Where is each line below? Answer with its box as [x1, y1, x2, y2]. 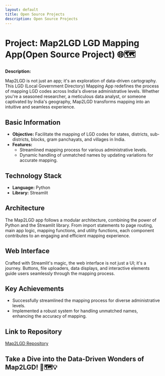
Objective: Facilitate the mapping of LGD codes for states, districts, [12, 131, 149, 137]
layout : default [5, 7, 38, 12]
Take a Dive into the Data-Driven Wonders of [5, 354, 144, 363]
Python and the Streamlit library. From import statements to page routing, [5, 222, 153, 228]
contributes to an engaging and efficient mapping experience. [5, 233, 130, 239]
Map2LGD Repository [5, 341, 49, 347]
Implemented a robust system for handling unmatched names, [12, 308, 138, 314]
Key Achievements [5, 284, 64, 293]
